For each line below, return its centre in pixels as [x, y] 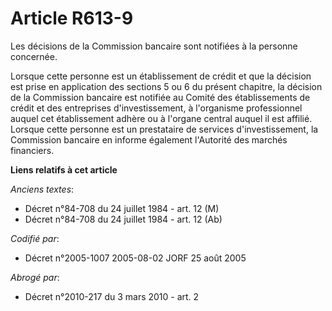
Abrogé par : [35, 277]
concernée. [34, 56]
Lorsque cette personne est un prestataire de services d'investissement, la [164, 129]
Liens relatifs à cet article [64, 169]
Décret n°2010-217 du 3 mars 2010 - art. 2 [112, 296]
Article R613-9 [72, 18]
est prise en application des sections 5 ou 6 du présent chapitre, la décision [166, 86]
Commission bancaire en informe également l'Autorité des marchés [149, 139]
